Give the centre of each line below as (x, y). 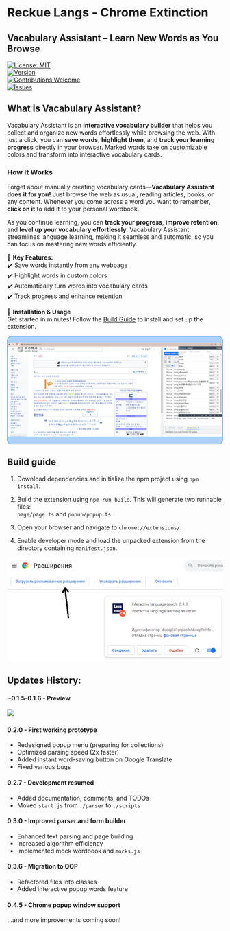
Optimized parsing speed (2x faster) (68, 752)
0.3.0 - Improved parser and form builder (67, 821)
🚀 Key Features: (30, 257)
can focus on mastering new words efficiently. (72, 244)
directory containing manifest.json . (67, 548)
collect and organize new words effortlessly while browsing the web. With (111, 133)
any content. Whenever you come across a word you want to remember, (109, 202)
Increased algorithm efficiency (60, 843)
